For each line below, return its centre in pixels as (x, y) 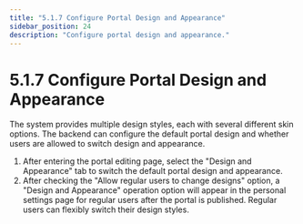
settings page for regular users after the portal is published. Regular (150, 200)
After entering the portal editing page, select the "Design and (137, 161)
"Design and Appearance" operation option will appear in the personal (154, 190)
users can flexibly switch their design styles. (106, 209)
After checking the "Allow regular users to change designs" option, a (151, 181)
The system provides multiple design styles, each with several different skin (151, 125)
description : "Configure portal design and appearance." (120, 35)
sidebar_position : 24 (50, 26)
